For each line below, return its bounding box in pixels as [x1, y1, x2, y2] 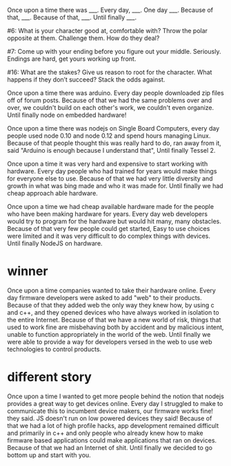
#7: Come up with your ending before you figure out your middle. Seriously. [7, 48, 221, 55]
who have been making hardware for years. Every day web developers [7, 210, 208, 218]
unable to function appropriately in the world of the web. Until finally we [7, 330, 211, 338]
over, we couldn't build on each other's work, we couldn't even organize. [7, 104, 214, 111]
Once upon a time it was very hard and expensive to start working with [7, 160, 208, 168]
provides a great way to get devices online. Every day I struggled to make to [7, 399, 223, 407]
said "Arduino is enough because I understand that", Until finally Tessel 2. [7, 147, 216, 154]
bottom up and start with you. [7, 451, 91, 459]
